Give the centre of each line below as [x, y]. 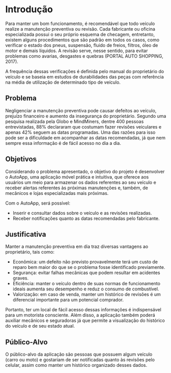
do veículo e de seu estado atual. [40, 326]
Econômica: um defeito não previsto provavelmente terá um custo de [85, 262]
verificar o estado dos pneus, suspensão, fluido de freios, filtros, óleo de [82, 45]
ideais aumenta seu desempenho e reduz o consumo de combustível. [86, 289]
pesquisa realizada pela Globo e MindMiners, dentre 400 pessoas [75, 121]
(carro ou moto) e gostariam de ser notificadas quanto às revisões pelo [80, 360]
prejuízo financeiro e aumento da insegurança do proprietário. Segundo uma [86, 116]
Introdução [29, 9]
